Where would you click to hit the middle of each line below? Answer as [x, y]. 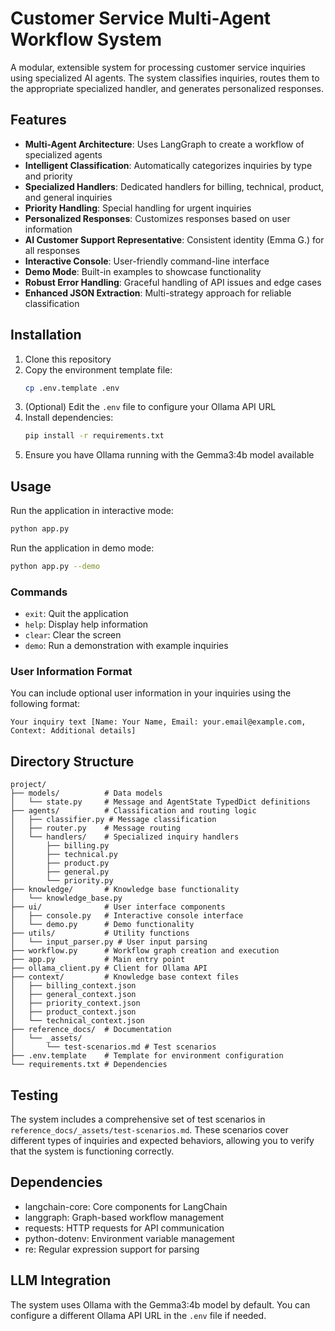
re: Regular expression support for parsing [112, 1249]
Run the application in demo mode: [82, 548]
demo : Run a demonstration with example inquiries [126, 646]
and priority [48, 176]
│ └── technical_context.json [77, 1021]
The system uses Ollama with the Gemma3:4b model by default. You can [160, 1304]
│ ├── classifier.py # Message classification [113, 820]
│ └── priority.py [62, 881]
